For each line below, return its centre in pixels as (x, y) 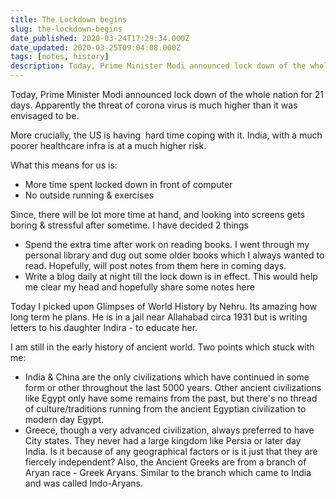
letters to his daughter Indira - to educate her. (104, 327)
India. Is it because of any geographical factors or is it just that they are (171, 451)
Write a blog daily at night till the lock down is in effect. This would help (171, 276)
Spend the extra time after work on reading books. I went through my (167, 244)
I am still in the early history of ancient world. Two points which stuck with (162, 347)
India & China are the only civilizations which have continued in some (167, 377)
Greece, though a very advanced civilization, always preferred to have (169, 430)
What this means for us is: (64, 165)
